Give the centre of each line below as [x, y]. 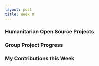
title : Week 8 [20, 14]
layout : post [19, 10]
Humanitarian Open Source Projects [49, 32]
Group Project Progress [34, 45]
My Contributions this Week [40, 59]
